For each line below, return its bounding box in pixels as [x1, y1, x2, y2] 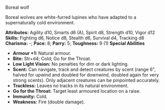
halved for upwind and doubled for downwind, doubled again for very [12, 72, 159, 78]
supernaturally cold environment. [5, 20, 75, 25]
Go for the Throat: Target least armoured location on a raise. [12, 88, 141, 94]
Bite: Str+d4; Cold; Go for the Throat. [12, 56, 91, 62]
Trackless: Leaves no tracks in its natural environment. [12, 82, 129, 89]
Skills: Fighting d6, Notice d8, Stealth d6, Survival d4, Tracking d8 [5, 35, 145, 41]
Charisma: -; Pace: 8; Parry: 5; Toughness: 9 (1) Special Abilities [5, 40, 145, 46]
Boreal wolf [5, 5, 30, 10]
